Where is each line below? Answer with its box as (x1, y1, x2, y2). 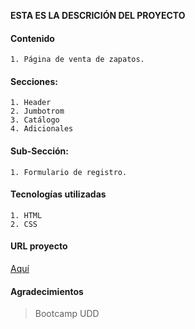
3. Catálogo (10, 115, 60, 125)
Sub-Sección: (10, 145, 70, 157)
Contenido (10, 32, 55, 44)
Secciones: (10, 75, 58, 87)
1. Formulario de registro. (10, 167, 128, 177)
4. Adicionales (10, 124, 74, 134)
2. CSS (10, 219, 38, 229)
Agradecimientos (10, 285, 84, 297)
